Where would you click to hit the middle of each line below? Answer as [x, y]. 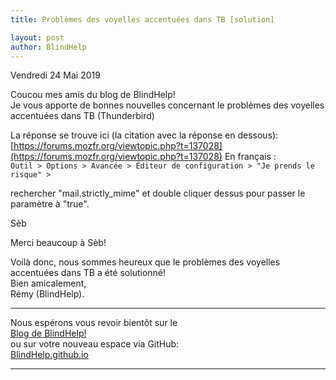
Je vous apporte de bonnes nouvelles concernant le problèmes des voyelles [167, 105]
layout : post [37, 37]
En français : [250, 157]
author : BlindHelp [48, 47]
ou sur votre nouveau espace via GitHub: [95, 344]
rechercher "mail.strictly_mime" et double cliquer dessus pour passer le [158, 193]
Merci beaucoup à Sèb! [58, 243]
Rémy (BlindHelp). [47, 294]
